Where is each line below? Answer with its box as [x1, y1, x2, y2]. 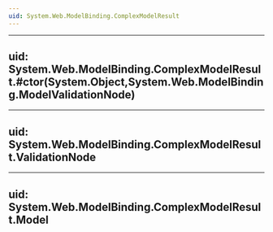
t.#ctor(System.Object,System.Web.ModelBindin [8, 75, 264, 90]
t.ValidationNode [8, 150, 97, 164]
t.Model [8, 212, 49, 226]
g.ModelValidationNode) [8, 88, 136, 102]
